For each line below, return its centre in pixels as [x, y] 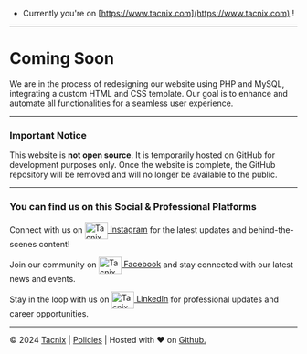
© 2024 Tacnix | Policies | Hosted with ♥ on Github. [108, 339]
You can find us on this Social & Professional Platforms [133, 207]
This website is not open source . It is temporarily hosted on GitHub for [143, 155]
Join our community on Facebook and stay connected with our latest [152, 265]
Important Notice [48, 135]
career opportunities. [49, 313]
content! [54, 244]
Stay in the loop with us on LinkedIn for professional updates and [144, 299]
